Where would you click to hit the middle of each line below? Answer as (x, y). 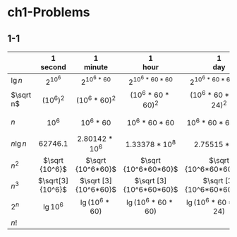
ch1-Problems (49, 12)
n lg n (19, 144)
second (53, 67)
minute (96, 67)
